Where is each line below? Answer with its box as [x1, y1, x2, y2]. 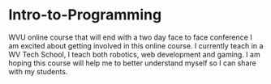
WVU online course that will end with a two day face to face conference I [8, 32, 253, 42]
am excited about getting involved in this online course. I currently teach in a [8, 40, 264, 50]
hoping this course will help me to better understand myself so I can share [8, 58, 257, 68]
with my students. [8, 66, 68, 76]
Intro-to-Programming [8, 6, 162, 24]
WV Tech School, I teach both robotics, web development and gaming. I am [8, 49, 261, 59]
